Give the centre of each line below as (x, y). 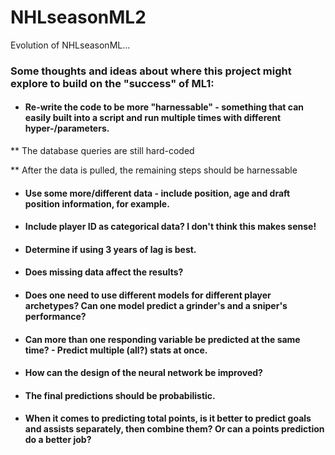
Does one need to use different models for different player (148, 295)
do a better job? (58, 440)
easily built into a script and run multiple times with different (153, 118)
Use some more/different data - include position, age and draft (157, 193)
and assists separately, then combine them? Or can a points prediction (174, 429)
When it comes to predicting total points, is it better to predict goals (168, 418)
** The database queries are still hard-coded (102, 151)
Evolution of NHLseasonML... (70, 45)
